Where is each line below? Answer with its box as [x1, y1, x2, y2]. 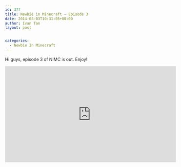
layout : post [5, 25, 32, 30]
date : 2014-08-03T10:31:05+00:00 [5, 16, 73, 21]
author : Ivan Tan [5, 21, 40, 26]
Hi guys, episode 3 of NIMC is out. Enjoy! [5, 56, 88, 62]
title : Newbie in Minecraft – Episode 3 [5, 12, 89, 17]
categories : [5, 39, 29, 43]
